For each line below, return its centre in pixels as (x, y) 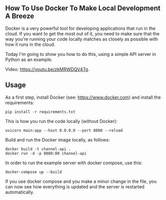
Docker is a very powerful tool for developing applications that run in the (80, 28)
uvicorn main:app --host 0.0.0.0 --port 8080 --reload (64, 130)
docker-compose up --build (34, 172)
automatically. (20, 192)
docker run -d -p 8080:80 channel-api (46, 153)
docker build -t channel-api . (38, 149)
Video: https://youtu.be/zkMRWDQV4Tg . (47, 69)
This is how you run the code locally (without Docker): (61, 121)
